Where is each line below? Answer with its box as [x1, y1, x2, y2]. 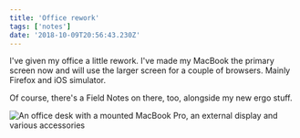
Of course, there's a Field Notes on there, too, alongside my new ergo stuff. [9, 92, 294, 103]
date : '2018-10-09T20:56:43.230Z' [9, 30, 141, 39]
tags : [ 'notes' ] [9, 22, 71, 31]
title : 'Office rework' [9, 13, 100, 23]
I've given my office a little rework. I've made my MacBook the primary [9, 56, 275, 67]
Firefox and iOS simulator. [9, 75, 107, 86]
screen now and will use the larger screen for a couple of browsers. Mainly [9, 65, 291, 76]
